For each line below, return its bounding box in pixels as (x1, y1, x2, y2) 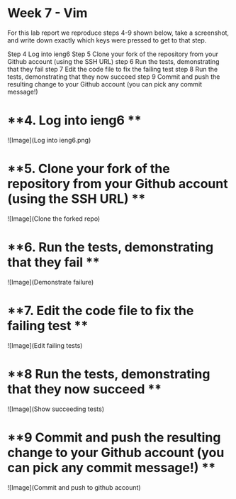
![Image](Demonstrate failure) (7, 278, 94, 286)
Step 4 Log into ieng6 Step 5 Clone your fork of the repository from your (7, 50, 218, 58)
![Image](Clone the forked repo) (7, 214, 101, 223)
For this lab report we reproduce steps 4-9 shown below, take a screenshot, (7, 28, 229, 37)
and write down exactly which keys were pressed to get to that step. (7, 35, 207, 44)
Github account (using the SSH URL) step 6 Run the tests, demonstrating (7, 57, 220, 65)
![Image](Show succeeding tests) (7, 405, 105, 413)
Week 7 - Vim (7, 5, 88, 21)
